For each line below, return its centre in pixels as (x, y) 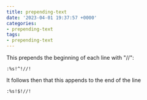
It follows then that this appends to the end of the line (74, 80)
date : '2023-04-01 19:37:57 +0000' (52, 18)
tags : (13, 35)
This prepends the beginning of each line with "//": (70, 58)
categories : (21, 23)
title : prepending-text (37, 12)
